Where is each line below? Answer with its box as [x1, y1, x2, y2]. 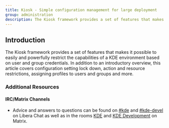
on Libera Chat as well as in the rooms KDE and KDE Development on [12, 113, 157, 119]
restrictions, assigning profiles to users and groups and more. [5, 71, 134, 77]
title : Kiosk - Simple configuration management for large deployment [5, 7, 157, 13]
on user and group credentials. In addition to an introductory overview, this [5, 60, 161, 66]
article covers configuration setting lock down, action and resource [5, 66, 145, 72]
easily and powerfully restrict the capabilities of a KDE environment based [5, 54, 160, 61]
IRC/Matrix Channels [5, 96, 50, 102]
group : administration [5, 12, 53, 17]
